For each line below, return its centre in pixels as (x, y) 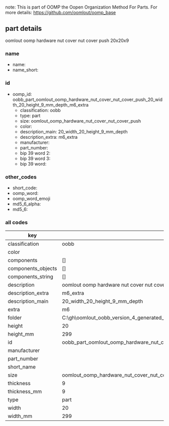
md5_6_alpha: (27, 204)
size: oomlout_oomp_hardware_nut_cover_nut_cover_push (80, 121)
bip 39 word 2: (35, 153)
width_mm (20, 416)
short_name (22, 367)
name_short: (25, 70)
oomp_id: (22, 94)
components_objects (32, 269)
